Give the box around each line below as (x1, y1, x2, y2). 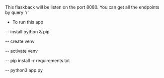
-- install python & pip (5, 29, 50, 34)
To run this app (12, 19, 44, 25)
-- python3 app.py (5, 67, 43, 73)
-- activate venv (5, 48, 38, 54)
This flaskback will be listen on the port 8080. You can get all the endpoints (5, 4, 160, 10)
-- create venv (5, 38, 35, 44)
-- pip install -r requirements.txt (5, 58, 70, 64)
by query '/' (5, 9, 29, 15)
